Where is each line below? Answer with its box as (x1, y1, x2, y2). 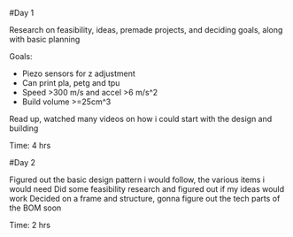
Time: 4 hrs (9, 141, 51, 150)
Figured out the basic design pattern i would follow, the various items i (9, 174, 266, 185)
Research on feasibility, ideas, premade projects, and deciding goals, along (9, 25, 283, 34)
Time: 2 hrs (9, 220, 51, 230)
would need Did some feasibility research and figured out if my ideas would (9, 184, 285, 194)
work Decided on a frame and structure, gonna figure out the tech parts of (9, 194, 281, 203)
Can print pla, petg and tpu (21, 78, 120, 88)
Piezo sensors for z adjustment (21, 68, 135, 79)
